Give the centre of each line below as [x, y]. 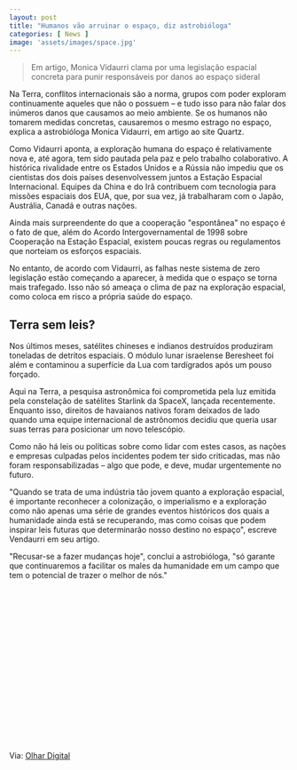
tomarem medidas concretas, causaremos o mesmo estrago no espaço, [141, 123]
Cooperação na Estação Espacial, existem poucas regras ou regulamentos [145, 242]
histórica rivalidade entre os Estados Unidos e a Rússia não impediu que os [146, 168]
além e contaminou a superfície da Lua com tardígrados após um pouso [141, 365]
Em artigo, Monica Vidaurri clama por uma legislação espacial [144, 67]
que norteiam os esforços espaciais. [75, 251]
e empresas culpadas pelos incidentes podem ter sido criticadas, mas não [145, 456]
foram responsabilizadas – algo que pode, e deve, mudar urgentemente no [145, 465]
